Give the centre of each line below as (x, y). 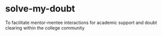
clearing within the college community (45, 27)
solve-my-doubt (40, 9)
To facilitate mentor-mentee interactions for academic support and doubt (81, 22)
